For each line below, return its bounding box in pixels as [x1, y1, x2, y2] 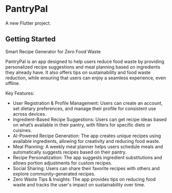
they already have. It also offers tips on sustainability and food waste [5, 69, 151, 75]
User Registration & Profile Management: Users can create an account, [12, 100, 163, 106]
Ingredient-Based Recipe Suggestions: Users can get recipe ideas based [12, 116, 167, 122]
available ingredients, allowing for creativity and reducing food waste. [12, 138, 160, 144]
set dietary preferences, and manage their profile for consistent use [12, 105, 157, 112]
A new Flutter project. [5, 20, 51, 26]
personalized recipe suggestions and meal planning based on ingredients [5, 63, 161, 70]
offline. [5, 80, 21, 86]
